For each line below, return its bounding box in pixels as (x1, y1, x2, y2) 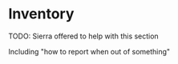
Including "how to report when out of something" (8, 46, 171, 56)
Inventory (8, 5, 75, 23)
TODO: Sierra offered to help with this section (8, 31, 159, 41)
